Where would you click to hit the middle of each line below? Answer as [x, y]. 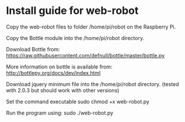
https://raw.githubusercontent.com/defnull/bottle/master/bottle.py [85, 55]
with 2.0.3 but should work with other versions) [63, 90]
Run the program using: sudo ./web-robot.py [60, 113]
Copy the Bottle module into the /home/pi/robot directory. [75, 38]
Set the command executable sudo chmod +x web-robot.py [78, 101]
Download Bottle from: [33, 49]
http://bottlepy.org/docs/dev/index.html [53, 73]
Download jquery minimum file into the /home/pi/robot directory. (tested [92, 84]
